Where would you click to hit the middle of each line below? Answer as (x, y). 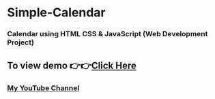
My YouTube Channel (43, 88)
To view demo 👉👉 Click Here (72, 65)
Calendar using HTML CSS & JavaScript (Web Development (107, 34)
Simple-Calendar (56, 13)
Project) (20, 42)
